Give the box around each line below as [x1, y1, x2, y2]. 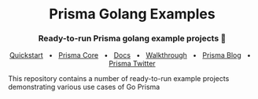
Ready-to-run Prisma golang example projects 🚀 [38, 33, 227, 44]
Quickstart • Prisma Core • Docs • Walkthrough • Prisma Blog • [9, 51, 252, 60]
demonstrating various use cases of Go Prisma [8, 83, 160, 92]
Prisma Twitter [109, 59, 156, 69]
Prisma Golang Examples [49, 5, 216, 23]
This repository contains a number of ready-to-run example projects [8, 74, 230, 83]
